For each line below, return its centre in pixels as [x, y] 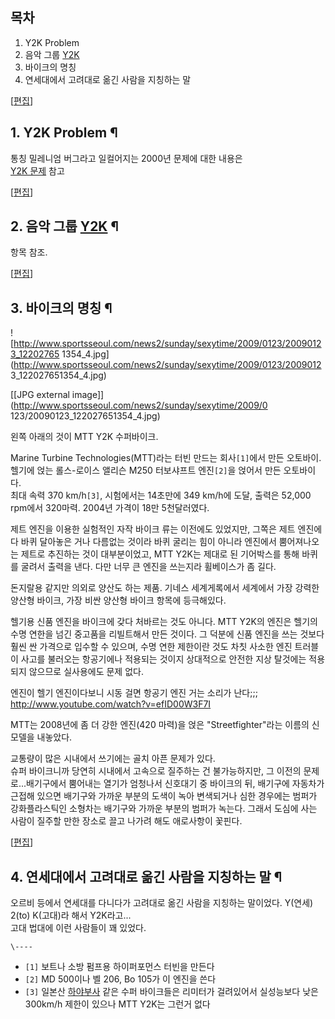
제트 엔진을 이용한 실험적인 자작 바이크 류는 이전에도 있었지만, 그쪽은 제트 [153, 529]
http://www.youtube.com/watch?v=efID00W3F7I [111, 704]
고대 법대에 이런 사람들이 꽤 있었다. [78, 928]
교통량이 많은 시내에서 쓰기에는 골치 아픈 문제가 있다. [113, 759]
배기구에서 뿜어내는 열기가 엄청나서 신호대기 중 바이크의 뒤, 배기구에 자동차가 [175, 784]
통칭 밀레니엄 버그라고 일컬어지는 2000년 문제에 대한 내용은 [126, 158]
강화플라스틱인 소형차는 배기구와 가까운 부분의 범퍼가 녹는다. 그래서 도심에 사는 [164, 809]
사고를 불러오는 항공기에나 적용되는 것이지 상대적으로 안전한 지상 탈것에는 [163, 659]
